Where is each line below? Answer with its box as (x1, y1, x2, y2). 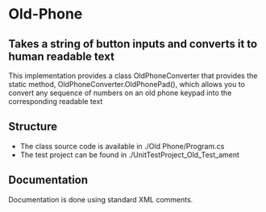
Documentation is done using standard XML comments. (8, 194, 193, 204)
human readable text (8, 49, 115, 63)
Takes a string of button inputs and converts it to (8, 37, 258, 51)
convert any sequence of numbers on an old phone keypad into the (8, 88, 232, 98)
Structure (8, 120, 58, 134)
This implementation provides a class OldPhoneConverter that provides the (8, 71, 258, 81)
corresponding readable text (8, 97, 103, 106)
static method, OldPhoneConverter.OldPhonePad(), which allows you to (8, 80, 246, 89)
